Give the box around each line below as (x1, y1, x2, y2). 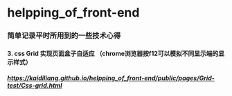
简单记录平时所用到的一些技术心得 (7, 31, 121, 41)
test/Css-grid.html (7, 81, 62, 90)
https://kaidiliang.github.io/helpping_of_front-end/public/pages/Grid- (7, 74, 215, 82)
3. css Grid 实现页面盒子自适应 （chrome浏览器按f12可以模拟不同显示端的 (7, 49, 219, 57)
